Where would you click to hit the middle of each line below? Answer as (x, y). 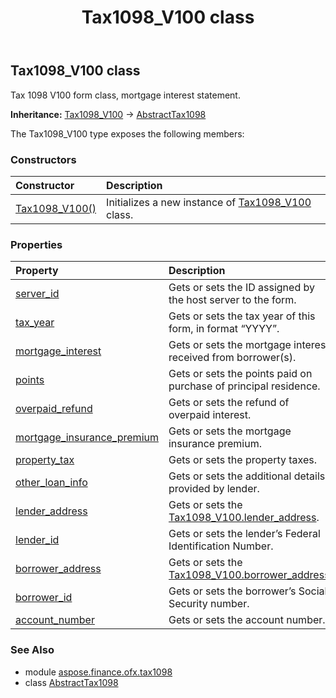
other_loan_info (51, 483)
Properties (36, 244)
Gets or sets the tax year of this (242, 316)
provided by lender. (214, 489)
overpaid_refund (54, 409)
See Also (32, 650)
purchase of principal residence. (244, 386)
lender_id (37, 540)
